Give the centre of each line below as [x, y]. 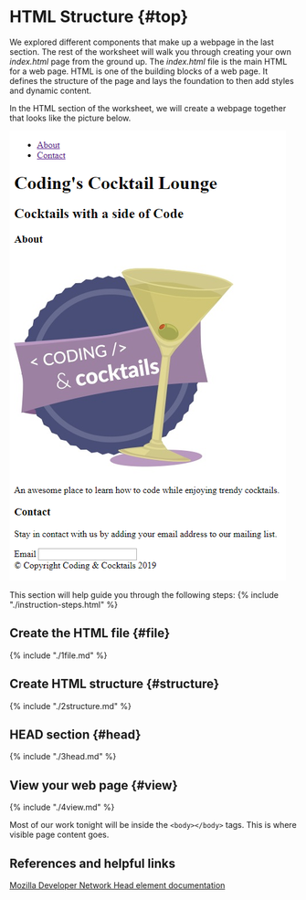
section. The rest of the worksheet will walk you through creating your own [151, 51]
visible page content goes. [59, 835]
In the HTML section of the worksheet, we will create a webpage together [148, 108]
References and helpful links [93, 863]
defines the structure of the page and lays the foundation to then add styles [152, 80]
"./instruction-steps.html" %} [64, 604]
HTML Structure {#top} [99, 17]
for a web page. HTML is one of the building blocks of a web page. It [139, 71]
